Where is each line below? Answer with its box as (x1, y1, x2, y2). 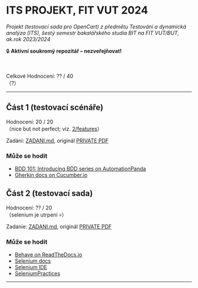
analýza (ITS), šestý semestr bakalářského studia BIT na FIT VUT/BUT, (6, 29, 180, 36)
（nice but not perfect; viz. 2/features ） (6, 125, 103, 132)
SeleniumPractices (14, 270, 61, 277)
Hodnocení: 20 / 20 (6, 118, 54, 125)
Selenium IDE (14, 264, 47, 271)
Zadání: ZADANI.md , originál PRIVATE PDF (6, 137, 109, 144)
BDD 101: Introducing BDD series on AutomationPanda (14, 165, 146, 172)
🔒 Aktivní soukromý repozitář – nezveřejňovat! (6, 47, 122, 54)
